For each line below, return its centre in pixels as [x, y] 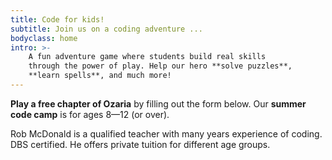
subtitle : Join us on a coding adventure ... [106, 29]
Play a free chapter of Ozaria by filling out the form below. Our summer [158, 103]
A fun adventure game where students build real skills [147, 57]
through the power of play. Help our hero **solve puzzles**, [160, 66]
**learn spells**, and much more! [100, 76]
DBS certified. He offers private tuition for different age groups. [140, 144]
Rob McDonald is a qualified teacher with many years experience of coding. [166, 133]
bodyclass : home [44, 38]
